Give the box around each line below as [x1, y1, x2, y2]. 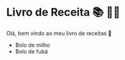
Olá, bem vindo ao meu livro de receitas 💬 [6, 29, 112, 37]
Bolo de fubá [15, 47, 48, 55]
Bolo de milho [15, 41, 50, 48]
